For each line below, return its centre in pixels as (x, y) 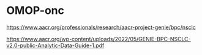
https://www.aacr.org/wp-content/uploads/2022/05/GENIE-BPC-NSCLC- (99, 39)
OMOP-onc (35, 11)
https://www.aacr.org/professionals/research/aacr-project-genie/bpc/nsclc (101, 27)
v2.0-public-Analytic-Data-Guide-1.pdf (55, 45)
